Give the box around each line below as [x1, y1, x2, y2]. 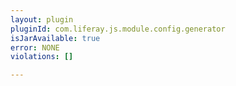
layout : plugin [10, 14, 74, 25]
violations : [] [10, 52, 74, 62]
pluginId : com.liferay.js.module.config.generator [10, 24, 226, 34]
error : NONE [10, 42, 60, 53]
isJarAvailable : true [10, 33, 101, 43]
